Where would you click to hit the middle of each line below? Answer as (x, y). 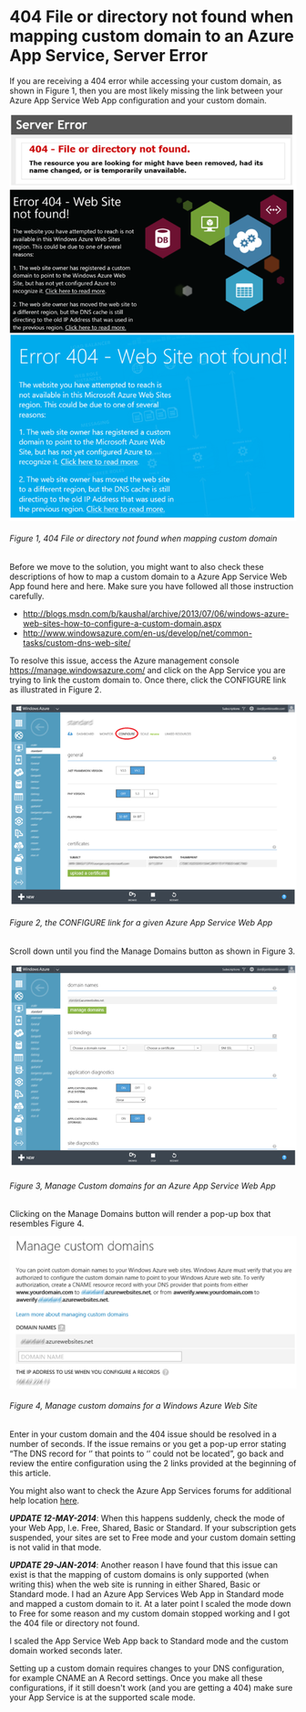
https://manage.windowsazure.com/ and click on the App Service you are (148, 670)
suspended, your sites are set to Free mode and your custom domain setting (153, 1538)
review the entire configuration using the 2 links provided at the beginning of (153, 1463)
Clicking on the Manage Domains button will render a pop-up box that (140, 1214)
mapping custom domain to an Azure (152, 36)
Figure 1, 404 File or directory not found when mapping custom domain (143, 539)
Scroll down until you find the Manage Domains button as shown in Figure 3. (153, 951)
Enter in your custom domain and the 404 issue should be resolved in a (143, 1434)
